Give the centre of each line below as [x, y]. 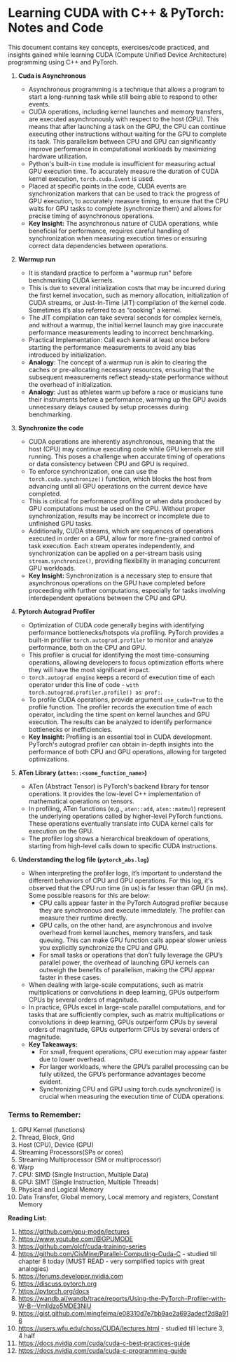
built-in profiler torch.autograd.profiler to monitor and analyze [121, 640]
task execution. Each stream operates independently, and [111, 545]
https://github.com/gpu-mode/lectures [74, 1232]
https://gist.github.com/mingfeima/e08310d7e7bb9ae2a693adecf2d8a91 [123, 1314]
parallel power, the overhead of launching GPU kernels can [124, 962]
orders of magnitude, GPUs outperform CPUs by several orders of [124, 1029]
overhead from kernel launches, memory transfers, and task [126, 932]
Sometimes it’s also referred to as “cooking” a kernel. [105, 310]
